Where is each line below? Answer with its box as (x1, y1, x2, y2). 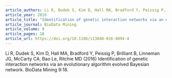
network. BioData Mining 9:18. (5, 66, 69, 72)
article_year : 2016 (5, 12, 47, 17)
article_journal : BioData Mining (5, 22, 77, 27)
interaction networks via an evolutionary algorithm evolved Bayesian (5, 61, 149, 67)
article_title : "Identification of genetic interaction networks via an (5, 17, 164, 22)
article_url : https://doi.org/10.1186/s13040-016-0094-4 (5, 36, 130, 42)
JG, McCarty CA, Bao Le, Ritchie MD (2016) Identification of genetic (5, 55, 148, 62)
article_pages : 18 (5, 31, 45, 36)
